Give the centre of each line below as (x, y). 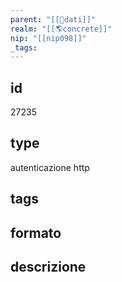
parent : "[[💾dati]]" (53, 19)
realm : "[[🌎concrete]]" (61, 29)
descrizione (48, 267)
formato (36, 232)
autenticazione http (50, 167)
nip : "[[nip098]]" (48, 38)
